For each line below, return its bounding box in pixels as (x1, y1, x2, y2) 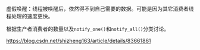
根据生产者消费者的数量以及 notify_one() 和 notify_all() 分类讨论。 (6, 26, 170, 32)
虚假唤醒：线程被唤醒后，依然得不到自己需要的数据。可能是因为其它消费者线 (6, 5, 194, 12)
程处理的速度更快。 (6, 12, 54, 20)
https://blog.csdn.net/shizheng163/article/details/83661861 (6, 37, 151, 44)
